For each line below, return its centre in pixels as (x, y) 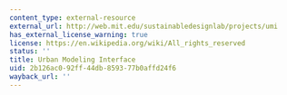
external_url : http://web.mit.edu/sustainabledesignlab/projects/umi (144, 26)
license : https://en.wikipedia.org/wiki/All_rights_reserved (128, 43)
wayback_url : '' (40, 77)
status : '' (30, 52)
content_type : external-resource (73, 18)
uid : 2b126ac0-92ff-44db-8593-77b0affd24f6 (93, 69)
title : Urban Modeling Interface (73, 60)
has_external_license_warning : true (79, 34)
